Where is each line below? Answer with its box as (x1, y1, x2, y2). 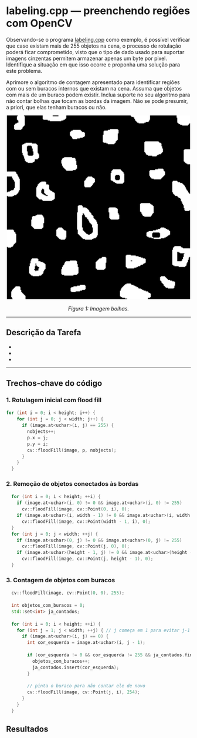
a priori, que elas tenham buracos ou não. (6, 103, 107, 111)
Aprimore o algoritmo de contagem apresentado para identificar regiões (6, 78, 180, 86)
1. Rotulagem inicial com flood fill (6, 396, 101, 404)
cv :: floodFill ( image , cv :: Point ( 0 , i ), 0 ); (21, 506, 130, 512)
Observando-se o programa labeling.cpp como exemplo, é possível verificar (6, 36, 191, 43)
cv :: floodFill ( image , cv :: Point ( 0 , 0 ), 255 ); (11, 590, 125, 596)
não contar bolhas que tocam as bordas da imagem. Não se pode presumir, (6, 97, 188, 104)
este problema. (6, 67, 43, 74)
